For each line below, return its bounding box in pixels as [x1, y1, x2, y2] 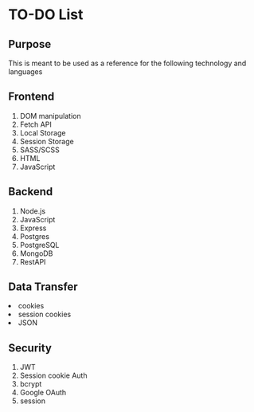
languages [8, 67, 43, 77]
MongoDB [19, 249, 53, 258]
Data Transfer [8, 281, 78, 294]
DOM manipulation [19, 111, 81, 120]
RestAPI [19, 257, 46, 266]
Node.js [19, 206, 46, 216]
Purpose [8, 37, 52, 51]
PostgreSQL [19, 240, 60, 249]
